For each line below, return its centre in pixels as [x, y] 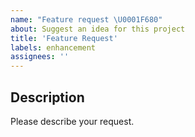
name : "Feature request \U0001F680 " [86, 19]
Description [47, 97]
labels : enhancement [53, 47]
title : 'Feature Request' [64, 38]
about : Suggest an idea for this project [98, 29]
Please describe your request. [72, 121]
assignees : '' [40, 57]
